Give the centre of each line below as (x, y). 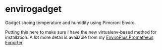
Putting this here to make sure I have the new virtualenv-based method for (81, 32)
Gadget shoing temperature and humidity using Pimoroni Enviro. (71, 23)
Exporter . (14, 42)
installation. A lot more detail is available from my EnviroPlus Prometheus (79, 37)
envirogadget (33, 9)
